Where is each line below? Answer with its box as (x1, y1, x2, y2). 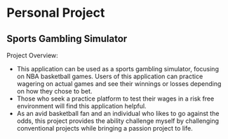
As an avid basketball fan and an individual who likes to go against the (16, 110, 220, 117)
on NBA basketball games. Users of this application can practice (16, 72, 203, 80)
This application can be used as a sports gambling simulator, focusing (16, 65, 219, 73)
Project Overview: (6, 51, 59, 59)
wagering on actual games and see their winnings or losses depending (16, 80, 222, 88)
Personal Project (6, 5, 105, 21)
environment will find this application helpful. (16, 102, 147, 110)
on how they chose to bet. (16, 87, 93, 95)
